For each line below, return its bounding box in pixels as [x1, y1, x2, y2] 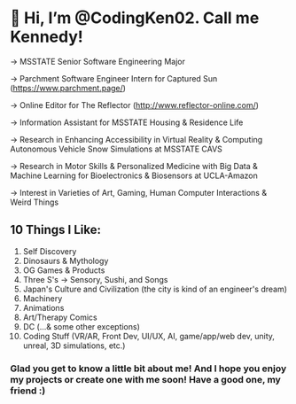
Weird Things [10, 197, 59, 207]
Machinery [22, 292, 63, 304]
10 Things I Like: [10, 222, 101, 237]
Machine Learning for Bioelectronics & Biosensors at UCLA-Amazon [10, 170, 258, 181]
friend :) [10, 385, 46, 397]
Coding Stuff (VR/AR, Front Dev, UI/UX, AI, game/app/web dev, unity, [22, 330, 276, 341]
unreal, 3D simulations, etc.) [22, 340, 126, 351]
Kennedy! [10, 27, 83, 47]
